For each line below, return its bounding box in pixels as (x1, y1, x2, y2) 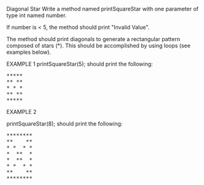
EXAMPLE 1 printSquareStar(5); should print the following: (6, 61, 153, 67)
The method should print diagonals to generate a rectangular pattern (6, 36, 180, 42)
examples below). (6, 48, 51, 56)
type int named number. (6, 12, 67, 19)
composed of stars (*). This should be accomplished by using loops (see (6, 42, 190, 49)
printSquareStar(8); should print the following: (6, 120, 123, 127)
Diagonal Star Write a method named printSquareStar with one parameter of (6, 6, 198, 12)
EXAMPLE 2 (6, 108, 37, 115)
